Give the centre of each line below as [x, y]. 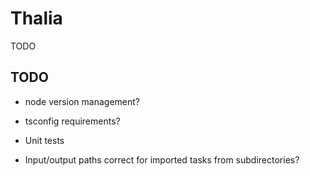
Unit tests [44, 140]
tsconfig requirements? [72, 121]
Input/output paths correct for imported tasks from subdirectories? [162, 159]
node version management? [82, 101]
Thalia [36, 18]
